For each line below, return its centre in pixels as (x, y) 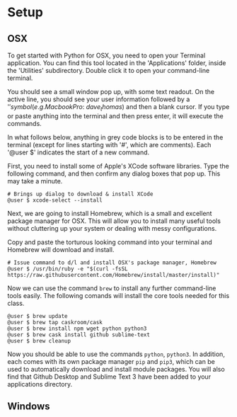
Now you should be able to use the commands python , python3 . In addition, (116, 354)
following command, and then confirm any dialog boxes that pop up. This (114, 173)
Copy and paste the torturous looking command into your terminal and (110, 242)
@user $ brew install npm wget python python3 (77, 329)
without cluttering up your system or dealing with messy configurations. (112, 228)
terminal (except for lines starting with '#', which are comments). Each (109, 144)
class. (16, 303)
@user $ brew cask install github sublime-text (79, 335)
